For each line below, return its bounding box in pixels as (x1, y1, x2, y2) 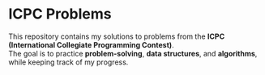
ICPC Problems (8, 5, 112, 23)
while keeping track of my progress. (8, 57, 129, 67)
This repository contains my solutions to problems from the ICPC (8, 31, 225, 41)
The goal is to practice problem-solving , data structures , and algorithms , (8, 48, 258, 58)
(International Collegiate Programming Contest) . (8, 40, 174, 49)
